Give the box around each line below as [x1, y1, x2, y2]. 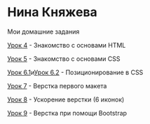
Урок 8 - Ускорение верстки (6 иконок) [7, 95, 125, 104]
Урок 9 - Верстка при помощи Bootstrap [7, 109, 128, 117]
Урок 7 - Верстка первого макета [7, 81, 107, 90]
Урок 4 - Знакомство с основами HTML [7, 41, 126, 49]
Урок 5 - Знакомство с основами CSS [7, 54, 121, 63]
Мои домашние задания [7, 27, 80, 36]
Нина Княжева [7, 4, 98, 20]
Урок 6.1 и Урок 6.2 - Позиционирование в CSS [7, 68, 144, 76]
